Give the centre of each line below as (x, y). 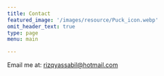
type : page (23, 33)
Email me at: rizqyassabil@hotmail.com (63, 65)
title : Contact (29, 13)
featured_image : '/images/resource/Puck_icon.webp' (83, 20)
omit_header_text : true (41, 26)
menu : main (23, 39)
